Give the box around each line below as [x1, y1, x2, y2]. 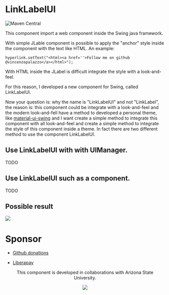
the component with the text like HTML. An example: [5, 45, 115, 51]
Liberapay [12, 260, 34, 266]
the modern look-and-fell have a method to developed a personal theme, [5, 109, 157, 116]
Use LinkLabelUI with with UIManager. [5, 146, 128, 155]
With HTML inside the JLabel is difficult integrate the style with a [5, 68, 140, 75]
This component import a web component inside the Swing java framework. [5, 30, 163, 36]
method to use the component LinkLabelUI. [5, 131, 95, 137]
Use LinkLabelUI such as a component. [5, 174, 131, 183]
